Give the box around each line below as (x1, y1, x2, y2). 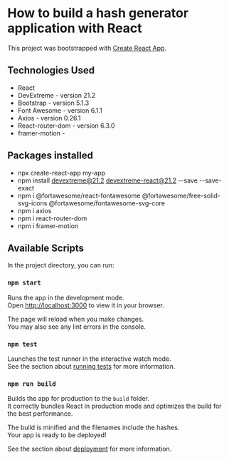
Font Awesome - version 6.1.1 (17, 106, 102, 115)
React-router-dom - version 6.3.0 (17, 121, 115, 130)
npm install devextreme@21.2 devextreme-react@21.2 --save (17, 176, 198, 185)
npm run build (7, 379, 56, 388)
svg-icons (17, 198, 48, 208)
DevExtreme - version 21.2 (17, 91, 96, 99)
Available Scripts (7, 242, 84, 254)
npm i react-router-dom (17, 214, 87, 223)
